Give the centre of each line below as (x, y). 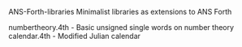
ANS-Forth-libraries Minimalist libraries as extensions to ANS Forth (120, 12)
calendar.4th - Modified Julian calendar (74, 36)
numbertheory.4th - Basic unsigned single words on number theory (121, 27)
